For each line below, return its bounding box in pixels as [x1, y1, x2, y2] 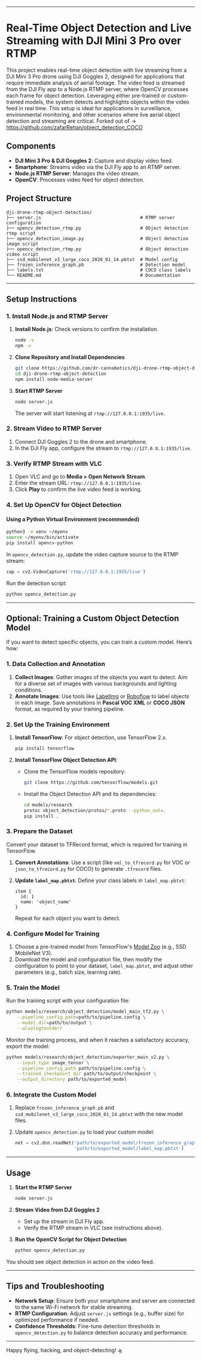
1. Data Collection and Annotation [6, 660, 106, 668]
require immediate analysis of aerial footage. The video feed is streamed [6, 79, 185, 86]
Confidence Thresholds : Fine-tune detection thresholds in [14, 1322, 160, 1329]
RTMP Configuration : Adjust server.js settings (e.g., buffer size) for [14, 1310, 184, 1317]
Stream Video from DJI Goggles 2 [14, 1206, 100, 1213]
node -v [14, 337, 34, 343]
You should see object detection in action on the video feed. [6, 1258, 154, 1265]
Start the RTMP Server [14, 1184, 72, 1191]
